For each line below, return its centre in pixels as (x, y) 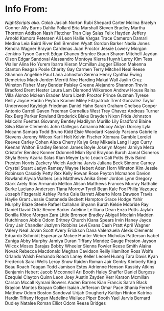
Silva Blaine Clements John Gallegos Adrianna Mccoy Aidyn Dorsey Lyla (78, 126)
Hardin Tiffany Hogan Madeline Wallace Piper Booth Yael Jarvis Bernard (78, 298)
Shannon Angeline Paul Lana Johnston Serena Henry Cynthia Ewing (73, 74)
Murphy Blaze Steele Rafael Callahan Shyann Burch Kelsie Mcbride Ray (77, 204)
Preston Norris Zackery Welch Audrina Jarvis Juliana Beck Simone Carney (80, 163)
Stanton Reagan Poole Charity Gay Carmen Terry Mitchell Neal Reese (75, 69)
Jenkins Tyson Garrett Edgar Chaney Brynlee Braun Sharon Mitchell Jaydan (81, 54)
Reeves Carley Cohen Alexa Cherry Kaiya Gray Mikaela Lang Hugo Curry (79, 142)
